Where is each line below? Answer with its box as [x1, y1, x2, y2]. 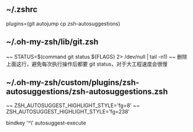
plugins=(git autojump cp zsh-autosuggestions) [6, 20, 121, 27]
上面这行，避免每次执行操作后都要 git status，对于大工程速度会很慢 [6, 60, 168, 67]
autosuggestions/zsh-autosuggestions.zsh [6, 87, 168, 97]
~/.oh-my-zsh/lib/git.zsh [6, 37, 99, 47]
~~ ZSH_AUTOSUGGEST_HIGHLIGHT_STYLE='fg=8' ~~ [6, 102, 140, 109]
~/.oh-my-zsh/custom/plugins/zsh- [6, 78, 140, 88]
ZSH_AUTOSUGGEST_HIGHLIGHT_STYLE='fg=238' [6, 108, 130, 115]
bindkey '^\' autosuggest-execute [6, 119, 86, 127]
